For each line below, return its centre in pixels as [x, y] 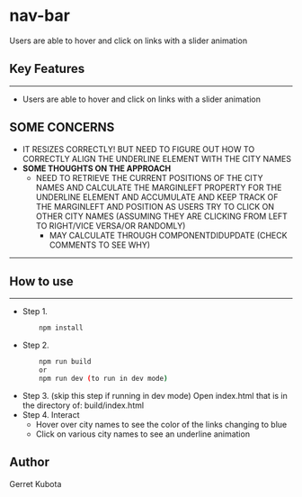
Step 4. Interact [51, 414]
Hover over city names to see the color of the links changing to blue [161, 424]
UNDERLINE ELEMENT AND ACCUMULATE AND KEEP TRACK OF [157, 197]
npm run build [65, 362]
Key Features [47, 69]
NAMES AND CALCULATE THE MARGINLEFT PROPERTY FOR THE [159, 187]
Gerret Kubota [36, 483]
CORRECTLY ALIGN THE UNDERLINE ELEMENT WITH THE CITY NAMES [157, 158]
